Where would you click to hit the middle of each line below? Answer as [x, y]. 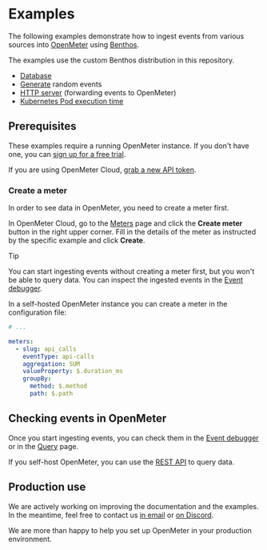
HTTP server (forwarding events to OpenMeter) [98, 92]
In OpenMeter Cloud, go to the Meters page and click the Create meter [126, 223]
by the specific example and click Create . [77, 240]
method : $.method [58, 386]
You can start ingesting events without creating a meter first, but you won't [132, 271]
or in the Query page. [43, 446]
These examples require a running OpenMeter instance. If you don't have [129, 146]
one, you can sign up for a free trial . [67, 154]
